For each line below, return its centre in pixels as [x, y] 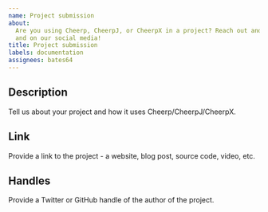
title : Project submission [53, 45]
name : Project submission [51, 16]
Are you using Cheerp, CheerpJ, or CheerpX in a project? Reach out [132, 30]
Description [38, 92]
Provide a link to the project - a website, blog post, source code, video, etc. [132, 155]
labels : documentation [46, 53]
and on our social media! [59, 38]
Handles [30, 181]
